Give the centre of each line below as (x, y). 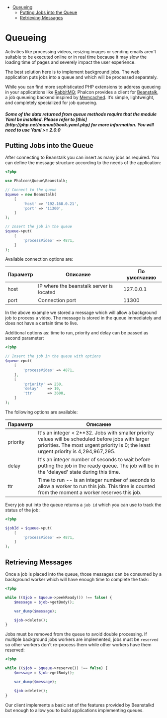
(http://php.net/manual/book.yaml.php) (48, 124)
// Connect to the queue (31, 190)
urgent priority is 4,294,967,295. (77, 451)
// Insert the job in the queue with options (53, 356)
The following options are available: (42, 412)
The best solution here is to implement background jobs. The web (73, 72)
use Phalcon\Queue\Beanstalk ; (37, 181)
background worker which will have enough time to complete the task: (77, 580)
